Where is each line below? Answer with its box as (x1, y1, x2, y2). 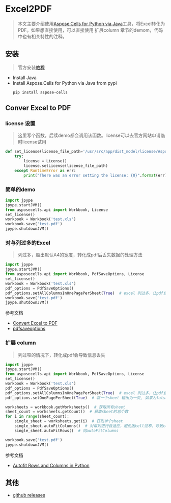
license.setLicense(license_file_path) (23, 163, 108, 169)
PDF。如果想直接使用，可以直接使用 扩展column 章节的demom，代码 (17, 27, 163, 33)
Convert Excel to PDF (12, 320, 58, 326)
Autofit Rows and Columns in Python (12, 462, 90, 468)
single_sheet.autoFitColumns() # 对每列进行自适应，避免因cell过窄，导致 (14, 423, 163, 429)
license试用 (22, 139, 47, 145)
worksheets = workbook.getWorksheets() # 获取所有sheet (5, 404, 126, 410)
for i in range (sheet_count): (5, 414, 70, 419)
